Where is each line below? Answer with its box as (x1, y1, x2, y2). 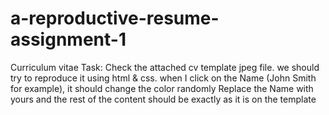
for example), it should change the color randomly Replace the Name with (10, 82, 314, 94)
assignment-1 (10, 28, 127, 51)
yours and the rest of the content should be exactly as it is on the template (10, 93, 317, 105)
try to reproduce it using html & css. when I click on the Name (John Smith (10, 72, 317, 84)
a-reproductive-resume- (10, 7, 220, 30)
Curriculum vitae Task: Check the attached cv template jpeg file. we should (10, 61, 320, 73)
